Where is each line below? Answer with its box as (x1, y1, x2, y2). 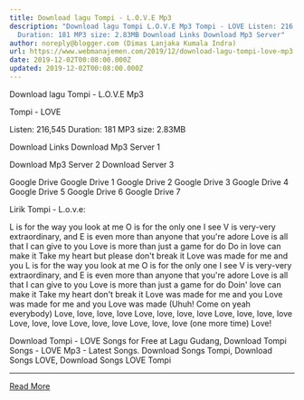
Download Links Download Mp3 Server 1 (9, 141, 161, 152)
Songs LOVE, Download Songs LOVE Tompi (9, 355, 172, 366)
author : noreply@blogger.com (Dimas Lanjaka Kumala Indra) (9, 38, 237, 48)
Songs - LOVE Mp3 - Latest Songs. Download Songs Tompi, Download (9, 345, 273, 356)
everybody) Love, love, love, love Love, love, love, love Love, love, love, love (9, 307, 293, 318)
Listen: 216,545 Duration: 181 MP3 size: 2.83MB (9, 123, 186, 134)
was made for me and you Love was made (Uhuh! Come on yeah (9, 298, 252, 309)
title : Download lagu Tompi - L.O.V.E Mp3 (9, 13, 172, 23)
